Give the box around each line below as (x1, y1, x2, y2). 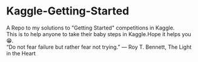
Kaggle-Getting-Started (6, 4, 130, 18)
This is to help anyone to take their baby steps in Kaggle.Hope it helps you (6, 30, 192, 37)
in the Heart (6, 49, 36, 57)
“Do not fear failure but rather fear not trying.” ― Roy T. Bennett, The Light (6, 43, 192, 51)
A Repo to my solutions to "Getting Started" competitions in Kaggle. (6, 24, 175, 31)
